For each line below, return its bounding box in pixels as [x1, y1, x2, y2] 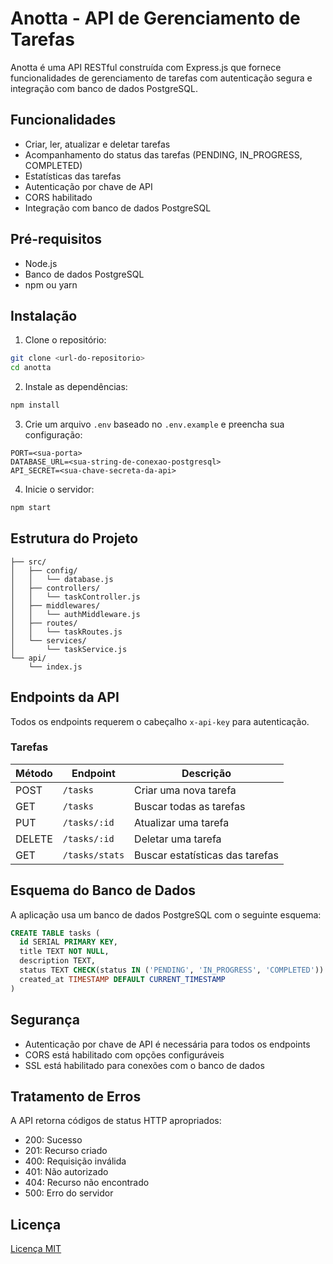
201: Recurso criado [24, 1145, 108, 1157]
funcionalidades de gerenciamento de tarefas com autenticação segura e [10, 72, 313, 84]
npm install [10, 400, 60, 411]
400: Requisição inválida [24, 1155, 127, 1167]
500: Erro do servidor [24, 1187, 114, 1199]
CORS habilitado [24, 191, 93, 203]
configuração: [24, 429, 83, 441]
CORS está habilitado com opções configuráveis [24, 1048, 225, 1061]
